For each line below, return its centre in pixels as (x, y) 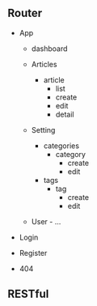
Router (25, 13)
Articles (44, 64)
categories (61, 146)
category (71, 154)
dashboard (49, 49)
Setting (43, 130)
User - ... (46, 221)
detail (65, 114)
